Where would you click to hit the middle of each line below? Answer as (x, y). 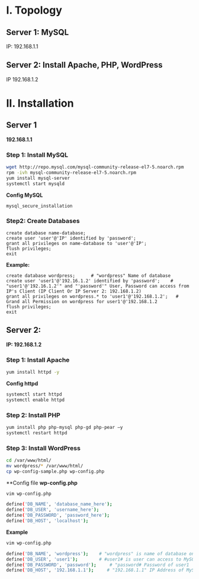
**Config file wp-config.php (42, 483)
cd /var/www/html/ (29, 460)
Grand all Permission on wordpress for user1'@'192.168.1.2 (82, 301)
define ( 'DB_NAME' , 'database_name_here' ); (59, 504)
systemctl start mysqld (36, 184)
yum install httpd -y (33, 372)
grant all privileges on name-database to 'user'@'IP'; (76, 243)
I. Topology (34, 10)
